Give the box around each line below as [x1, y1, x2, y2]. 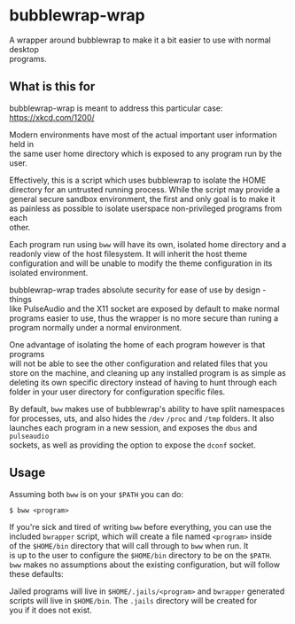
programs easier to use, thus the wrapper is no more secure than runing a [9, 312, 279, 324]
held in [9, 138, 35, 149]
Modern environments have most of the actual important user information [9, 129, 277, 140]
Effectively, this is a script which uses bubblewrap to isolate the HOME [9, 175, 267, 185]
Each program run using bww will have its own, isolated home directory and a [9, 238, 287, 249]
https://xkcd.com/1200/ [9, 112, 95, 122]
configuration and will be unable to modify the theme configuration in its [9, 258, 273, 269]
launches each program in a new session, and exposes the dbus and [9, 422, 258, 433]
